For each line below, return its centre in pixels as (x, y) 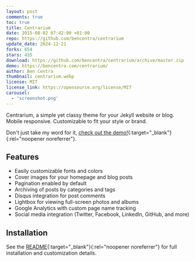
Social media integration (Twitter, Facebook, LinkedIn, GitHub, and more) (102, 214)
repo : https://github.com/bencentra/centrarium (65, 39)
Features (22, 157)
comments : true (25, 17)
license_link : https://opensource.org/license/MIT (69, 88)
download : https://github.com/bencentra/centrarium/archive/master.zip (95, 60)
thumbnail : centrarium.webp (40, 76)
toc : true (18, 22)
